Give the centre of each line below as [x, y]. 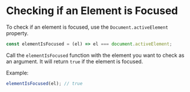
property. [17, 33]
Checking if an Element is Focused [92, 11]
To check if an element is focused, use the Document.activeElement [87, 27]
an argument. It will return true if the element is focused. [75, 61]
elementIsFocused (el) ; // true [44, 83]
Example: [17, 73]
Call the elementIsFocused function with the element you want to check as [95, 55]
